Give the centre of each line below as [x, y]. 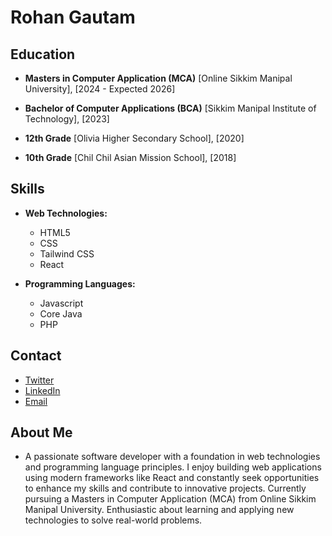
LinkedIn [42, 390]
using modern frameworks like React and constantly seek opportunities [172, 478]
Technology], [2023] [67, 119]
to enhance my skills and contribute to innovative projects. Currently [165, 488]
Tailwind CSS [67, 253]
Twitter [39, 380]
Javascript [61, 303]
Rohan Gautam [73, 17]
